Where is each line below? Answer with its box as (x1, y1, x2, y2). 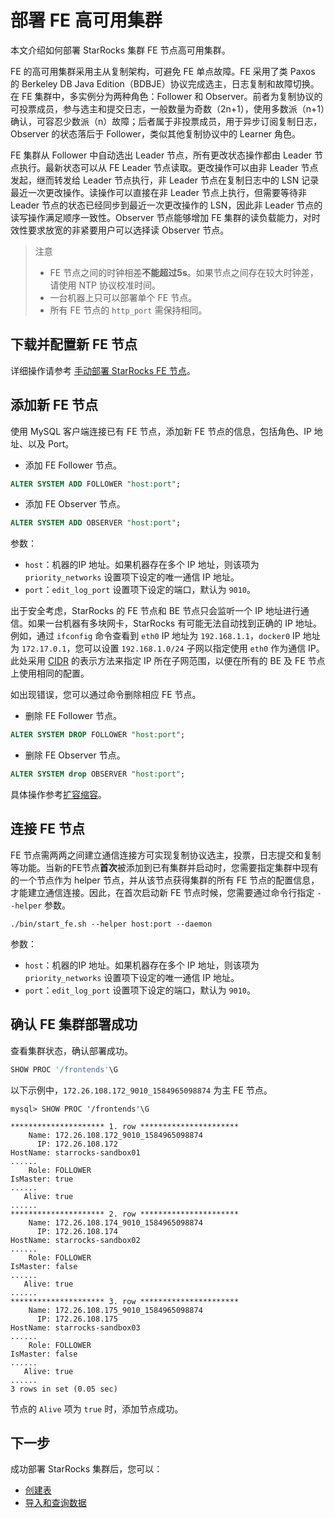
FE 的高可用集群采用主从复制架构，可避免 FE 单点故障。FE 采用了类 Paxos (10, 65, 316, 77)
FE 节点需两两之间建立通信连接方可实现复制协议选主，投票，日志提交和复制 (10, 849, 322, 861)
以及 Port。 (27, 437, 75, 450)
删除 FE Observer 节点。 (24, 749, 126, 761)
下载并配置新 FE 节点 (10, 336, 138, 353)
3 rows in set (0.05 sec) (10, 1384, 118, 1394)
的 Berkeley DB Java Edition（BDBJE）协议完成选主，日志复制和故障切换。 (10, 77, 320, 90)
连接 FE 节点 (10, 821, 86, 838)
